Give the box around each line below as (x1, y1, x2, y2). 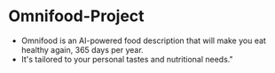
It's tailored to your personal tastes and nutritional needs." (20, 54, 233, 64)
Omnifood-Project (8, 6, 145, 26)
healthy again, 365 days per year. (20, 44, 144, 55)
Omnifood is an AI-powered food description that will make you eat (20, 35, 267, 46)
